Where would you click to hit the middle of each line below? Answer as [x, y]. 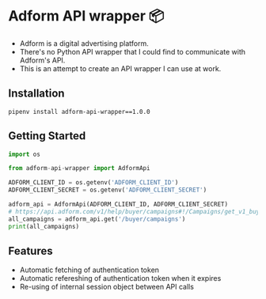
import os [25, 154]
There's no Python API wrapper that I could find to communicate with [133, 51]
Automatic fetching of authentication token [89, 270]
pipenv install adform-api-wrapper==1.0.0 [79, 112]
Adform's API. [42, 60]
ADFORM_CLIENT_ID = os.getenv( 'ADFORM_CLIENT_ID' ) [93, 183]
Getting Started [47, 136]
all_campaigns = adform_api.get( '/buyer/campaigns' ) [97, 219]
